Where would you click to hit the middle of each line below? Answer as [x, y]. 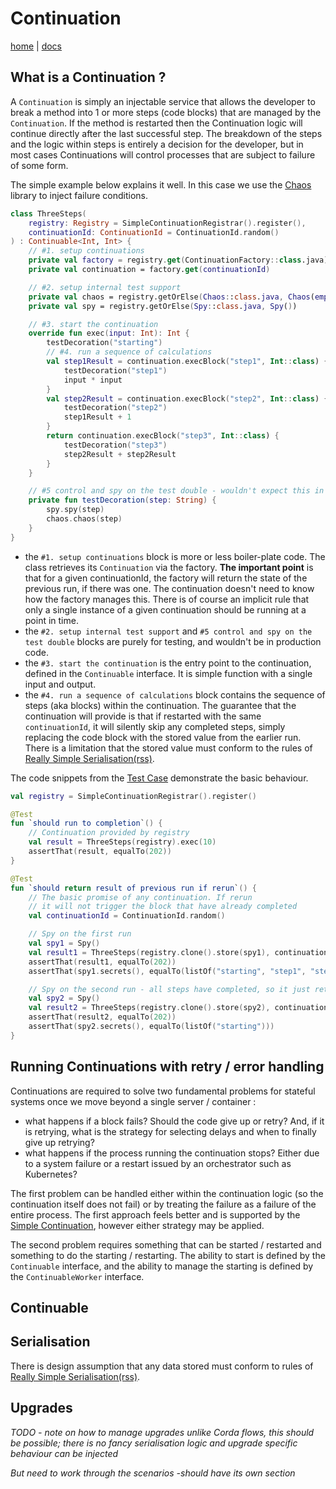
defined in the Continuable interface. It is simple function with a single [168, 673]
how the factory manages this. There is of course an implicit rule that [167, 599]
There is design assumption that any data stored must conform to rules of [162, 1366]
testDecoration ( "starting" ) [104, 343]
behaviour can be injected [64, 1453]
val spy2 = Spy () [64, 998]
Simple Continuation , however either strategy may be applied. [137, 1225]
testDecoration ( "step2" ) [115, 408]
